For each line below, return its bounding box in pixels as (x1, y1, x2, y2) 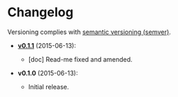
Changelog (7, 4, 74, 21)
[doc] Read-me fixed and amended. (28, 55, 133, 64)
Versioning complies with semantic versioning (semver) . (7, 28, 172, 36)
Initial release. (28, 82, 69, 91)
